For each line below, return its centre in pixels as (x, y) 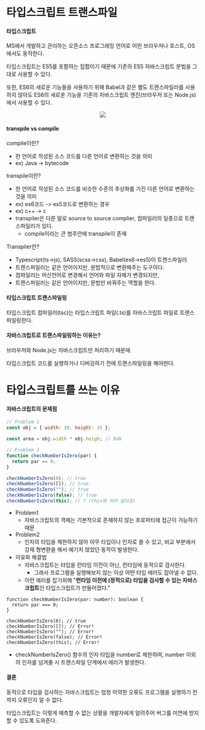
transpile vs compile (33, 128)
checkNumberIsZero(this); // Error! (53, 642)
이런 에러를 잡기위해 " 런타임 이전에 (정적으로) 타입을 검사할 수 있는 (103, 580)
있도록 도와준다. (38, 721)
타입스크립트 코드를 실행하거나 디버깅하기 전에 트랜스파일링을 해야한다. (91, 363)
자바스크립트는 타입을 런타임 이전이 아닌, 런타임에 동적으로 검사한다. (105, 564)
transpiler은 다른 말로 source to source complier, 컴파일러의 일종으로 (99, 218)
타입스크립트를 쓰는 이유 (63, 390)
